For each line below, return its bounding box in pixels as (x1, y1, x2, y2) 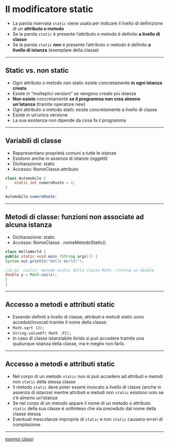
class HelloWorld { (5, 249, 46, 254)
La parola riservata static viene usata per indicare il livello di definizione (12, 20, 163, 26)
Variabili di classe (5, 137, 62, 145)
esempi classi (5, 436, 34, 442)
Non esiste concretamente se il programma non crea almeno (12, 96, 141, 102)
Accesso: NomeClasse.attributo (12, 166, 79, 172)
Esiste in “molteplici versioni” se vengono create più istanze (12, 90, 137, 96)
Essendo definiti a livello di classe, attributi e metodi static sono (12, 313, 144, 320)
